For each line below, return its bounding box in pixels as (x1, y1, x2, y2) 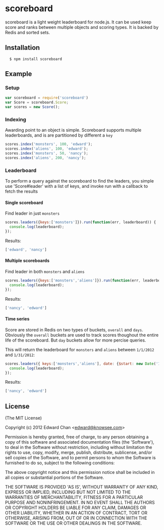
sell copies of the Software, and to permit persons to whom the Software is (5, 455, 156, 461)
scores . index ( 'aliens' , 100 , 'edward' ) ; (5, 146, 89, 151)
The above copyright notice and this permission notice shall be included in (5, 469, 155, 475)
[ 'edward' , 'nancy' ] (5, 247, 47, 252)
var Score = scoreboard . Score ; (5, 100, 69, 105)
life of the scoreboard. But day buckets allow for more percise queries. (5, 337, 146, 343)
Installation (5, 43, 40, 52)
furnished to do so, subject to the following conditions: (5, 460, 115, 466)
